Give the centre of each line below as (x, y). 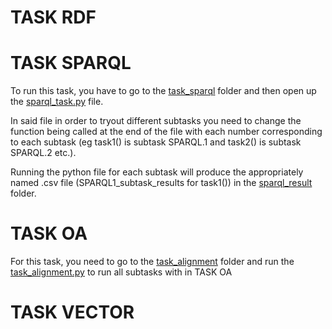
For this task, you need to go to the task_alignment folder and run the (152, 262)
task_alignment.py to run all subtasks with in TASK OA (121, 272)
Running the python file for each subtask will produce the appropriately (157, 172)
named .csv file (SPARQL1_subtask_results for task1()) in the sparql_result (161, 183)
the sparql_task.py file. (57, 102)
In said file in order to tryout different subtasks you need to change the (156, 121)
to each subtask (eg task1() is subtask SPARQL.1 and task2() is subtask (156, 142)
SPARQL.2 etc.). (43, 153)
